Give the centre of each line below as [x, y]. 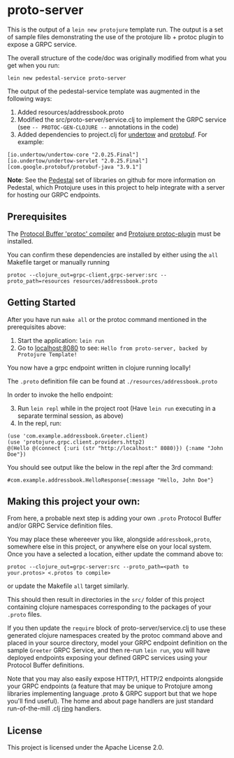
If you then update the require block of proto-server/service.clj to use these [117, 628]
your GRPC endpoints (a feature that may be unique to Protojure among [110, 686]
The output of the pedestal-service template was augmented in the [104, 91]
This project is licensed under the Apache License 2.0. [86, 748]
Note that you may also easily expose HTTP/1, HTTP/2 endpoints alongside [115, 679]
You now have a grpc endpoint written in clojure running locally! [99, 367]
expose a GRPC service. [42, 44]
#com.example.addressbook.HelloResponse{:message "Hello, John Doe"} [111, 480]
